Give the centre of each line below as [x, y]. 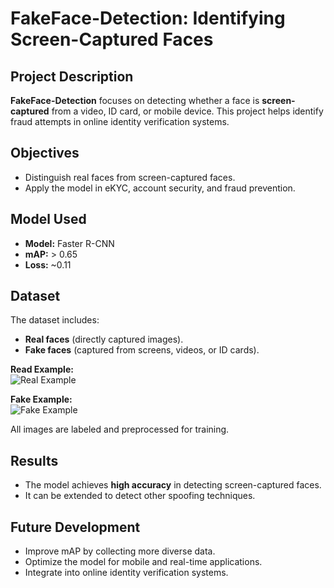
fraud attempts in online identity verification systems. [120, 121]
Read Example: [42, 369]
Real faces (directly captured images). [104, 339]
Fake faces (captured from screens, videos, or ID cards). [142, 350]
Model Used [48, 219]
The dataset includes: [55, 320]
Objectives [45, 153]
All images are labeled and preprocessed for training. [120, 429]
